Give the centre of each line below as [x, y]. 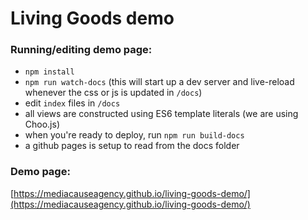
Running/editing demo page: [81, 50]
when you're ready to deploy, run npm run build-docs [134, 135]
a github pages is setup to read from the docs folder [132, 146]
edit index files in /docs [72, 103]
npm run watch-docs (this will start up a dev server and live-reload [159, 82]
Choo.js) [42, 124]
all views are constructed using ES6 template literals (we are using [161, 114]
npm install [49, 72]
